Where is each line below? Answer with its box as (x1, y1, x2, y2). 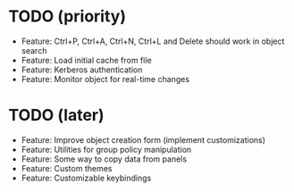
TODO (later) (8, 105, 105, 126)
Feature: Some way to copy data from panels (21, 154, 188, 164)
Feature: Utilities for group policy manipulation (21, 144, 192, 154)
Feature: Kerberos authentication (21, 64, 143, 75)
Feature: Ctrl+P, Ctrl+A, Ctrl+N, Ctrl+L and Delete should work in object (21, 36, 285, 46)
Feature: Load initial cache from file (21, 54, 153, 65)
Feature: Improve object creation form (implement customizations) (21, 134, 265, 145)
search (21, 45, 47, 55)
